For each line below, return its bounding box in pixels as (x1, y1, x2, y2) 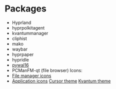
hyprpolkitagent (11, 24, 45, 30)
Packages (4, 3, 47, 14)
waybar (11, 46, 28, 52)
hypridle (11, 56, 29, 62)
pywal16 (11, 62, 29, 68)
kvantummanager (11, 30, 48, 36)
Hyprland (11, 19, 31, 25)
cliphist (11, 35, 27, 41)
